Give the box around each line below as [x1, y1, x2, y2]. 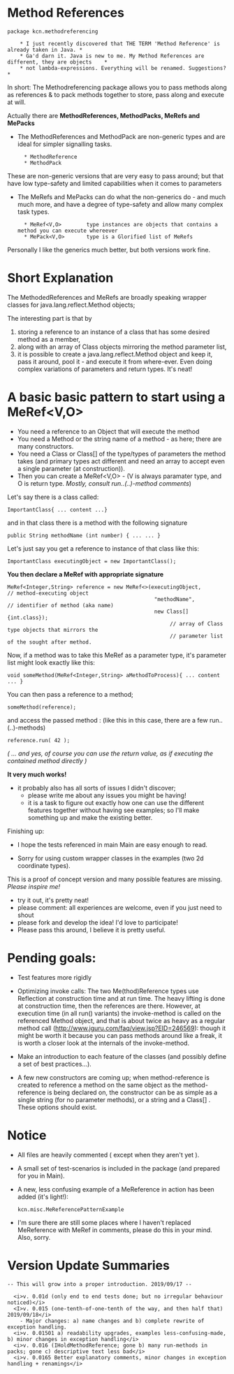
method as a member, [17, 335, 80, 343]
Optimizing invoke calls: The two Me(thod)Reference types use [17, 987, 199, 995]
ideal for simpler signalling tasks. [17, 140, 112, 148]
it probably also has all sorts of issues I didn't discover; [17, 783, 176, 792]
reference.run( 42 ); [7, 737, 71, 744]
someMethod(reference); [7, 704, 77, 711]
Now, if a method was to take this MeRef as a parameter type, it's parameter [7, 651, 227, 659]
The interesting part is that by [7, 314, 92, 322]
